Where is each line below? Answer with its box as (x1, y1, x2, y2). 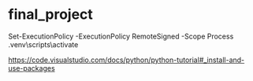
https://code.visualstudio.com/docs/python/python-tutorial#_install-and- (8, 55, 245, 64)
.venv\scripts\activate (8, 39, 79, 49)
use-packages (8, 63, 55, 72)
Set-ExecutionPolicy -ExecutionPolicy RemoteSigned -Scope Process (8, 31, 234, 41)
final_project (8, 6, 93, 24)
